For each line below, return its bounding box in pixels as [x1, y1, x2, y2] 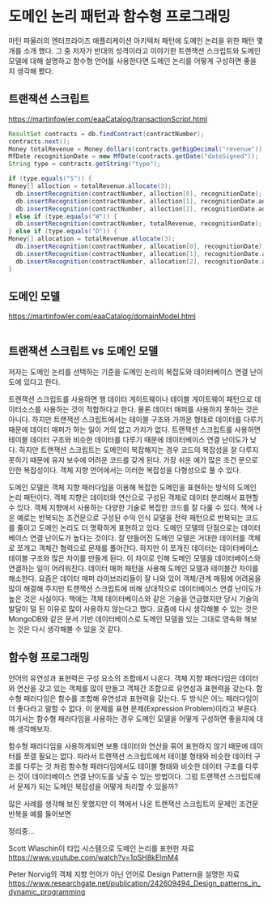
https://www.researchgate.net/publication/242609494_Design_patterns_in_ [8, 878, 261, 888]
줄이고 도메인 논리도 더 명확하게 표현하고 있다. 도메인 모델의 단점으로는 [16, 523, 240, 533]
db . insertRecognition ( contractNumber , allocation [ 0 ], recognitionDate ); [15, 242, 266, 250]
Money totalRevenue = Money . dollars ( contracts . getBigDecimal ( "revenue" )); [8, 145, 266, 153]
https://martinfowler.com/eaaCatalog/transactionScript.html [8, 114, 208, 124]
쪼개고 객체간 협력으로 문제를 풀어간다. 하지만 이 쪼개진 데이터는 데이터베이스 [16, 544, 259, 553]
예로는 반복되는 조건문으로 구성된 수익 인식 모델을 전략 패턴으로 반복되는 [16, 513, 244, 523]
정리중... [8, 826, 35, 835]
